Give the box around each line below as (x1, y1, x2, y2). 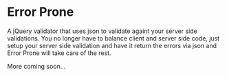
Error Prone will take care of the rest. (7, 49, 111, 57)
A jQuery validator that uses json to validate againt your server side (7, 27, 197, 35)
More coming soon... (7, 62, 66, 70)
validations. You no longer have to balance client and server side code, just (7, 34, 220, 42)
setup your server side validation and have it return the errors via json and (7, 41, 217, 49)
